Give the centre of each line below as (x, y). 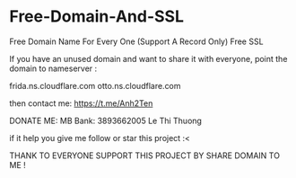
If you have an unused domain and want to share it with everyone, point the (148, 58)
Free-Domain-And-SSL (97, 17)
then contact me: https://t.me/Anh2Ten (81, 103)
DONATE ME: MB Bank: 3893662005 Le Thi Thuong (105, 120)
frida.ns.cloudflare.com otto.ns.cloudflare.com (95, 85)
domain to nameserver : (53, 68)
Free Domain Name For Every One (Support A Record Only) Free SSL (136, 41)
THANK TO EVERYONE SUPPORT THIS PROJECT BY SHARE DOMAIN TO (145, 156)
